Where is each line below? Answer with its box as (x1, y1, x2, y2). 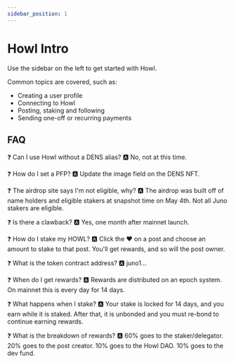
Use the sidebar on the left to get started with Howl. (7, 64, 157, 72)
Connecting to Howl (17, 98, 76, 107)
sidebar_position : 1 (7, 10, 68, 18)
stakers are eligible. (7, 204, 65, 212)
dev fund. (7, 349, 35, 357)
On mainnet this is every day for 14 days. (7, 286, 125, 294)
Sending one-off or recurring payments (17, 113, 132, 122)
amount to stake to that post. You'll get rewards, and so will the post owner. (7, 245, 226, 253)
